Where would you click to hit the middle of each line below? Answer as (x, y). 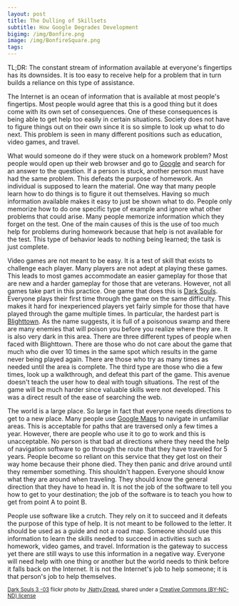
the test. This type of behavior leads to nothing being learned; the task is (114, 239)
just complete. (28, 247)
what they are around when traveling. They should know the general (108, 479)
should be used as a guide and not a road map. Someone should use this (115, 531)
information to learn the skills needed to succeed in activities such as (109, 539)
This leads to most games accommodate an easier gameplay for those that (117, 276)
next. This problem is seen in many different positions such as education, (115, 134)
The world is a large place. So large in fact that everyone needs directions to (119, 411)
